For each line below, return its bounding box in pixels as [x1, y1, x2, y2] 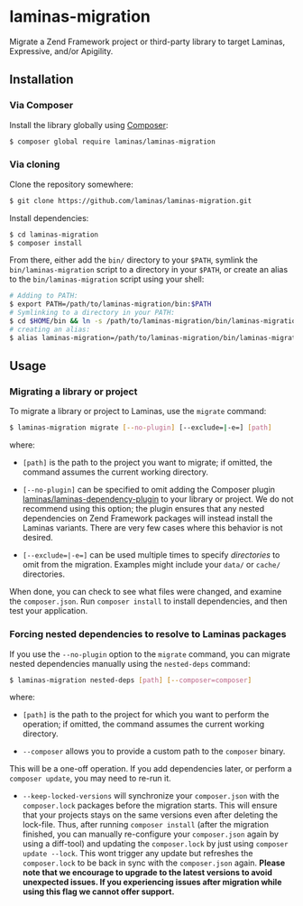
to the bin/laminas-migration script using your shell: [9, 273, 205, 285]
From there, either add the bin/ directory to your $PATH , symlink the [9, 254, 259, 265]
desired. [22, 532, 54, 543]
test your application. [9, 606, 88, 616]
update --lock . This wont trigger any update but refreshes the [22, 848, 253, 859]
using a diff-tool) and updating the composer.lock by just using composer [22, 838, 289, 849]
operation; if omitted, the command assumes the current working [22, 719, 265, 730]
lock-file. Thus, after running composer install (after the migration [22, 819, 269, 830]
